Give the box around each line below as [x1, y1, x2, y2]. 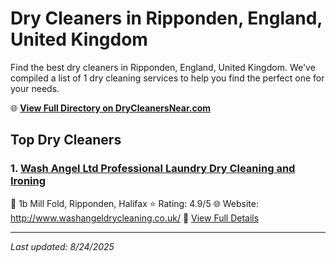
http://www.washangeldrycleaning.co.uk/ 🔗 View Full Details [10, 212, 260, 224]
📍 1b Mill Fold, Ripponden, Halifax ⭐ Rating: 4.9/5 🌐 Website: [10, 197, 260, 209]
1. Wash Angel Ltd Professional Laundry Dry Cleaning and [10, 162, 296, 176]
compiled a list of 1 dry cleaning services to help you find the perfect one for [10, 72, 325, 84]
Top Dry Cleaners [10, 132, 122, 149]
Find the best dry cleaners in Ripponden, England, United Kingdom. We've [10, 61, 316, 73]
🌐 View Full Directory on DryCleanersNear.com [10, 102, 212, 114]
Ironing [10, 174, 47, 188]
